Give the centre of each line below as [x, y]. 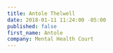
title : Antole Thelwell [41, 13]
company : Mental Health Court [51, 39]
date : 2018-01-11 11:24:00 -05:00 [57, 20]
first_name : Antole [35, 33]
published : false [32, 26]
